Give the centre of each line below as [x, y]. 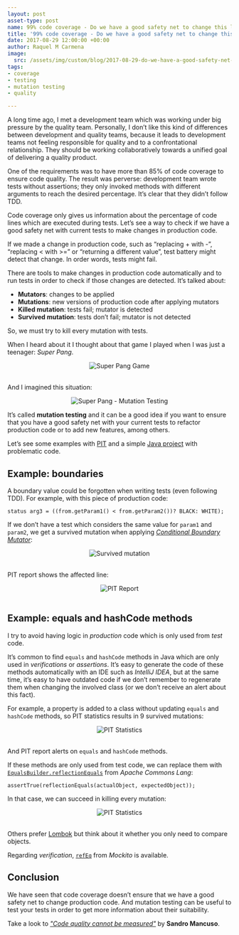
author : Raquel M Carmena [46, 47]
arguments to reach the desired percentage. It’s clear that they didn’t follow [118, 194]
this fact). [21, 695]
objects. [19, 841]
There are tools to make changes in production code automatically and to [115, 273]
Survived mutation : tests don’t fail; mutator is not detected [104, 317]
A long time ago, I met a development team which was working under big [115, 120]
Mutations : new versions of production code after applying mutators [118, 302]
